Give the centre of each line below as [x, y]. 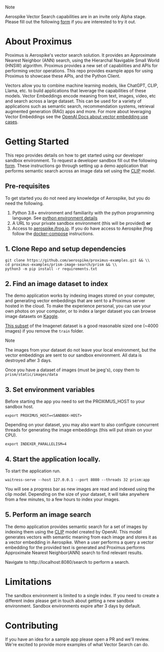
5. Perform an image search [48, 515]
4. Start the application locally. [53, 459]
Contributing [32, 625]
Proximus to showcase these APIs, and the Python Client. [63, 76]
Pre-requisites [27, 186]
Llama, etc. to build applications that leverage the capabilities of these [76, 91]
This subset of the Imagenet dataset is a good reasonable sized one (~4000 [82, 326]
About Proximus [39, 42]
